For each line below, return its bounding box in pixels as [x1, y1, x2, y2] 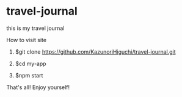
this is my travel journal [6, 24, 65, 32]
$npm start [15, 71, 43, 79]
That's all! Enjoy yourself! [6, 84, 70, 91]
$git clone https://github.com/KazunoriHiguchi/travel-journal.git [15, 48, 176, 56]
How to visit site [6, 36, 47, 43]
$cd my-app [15, 60, 47, 67]
